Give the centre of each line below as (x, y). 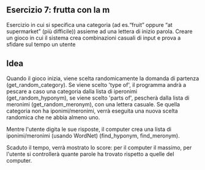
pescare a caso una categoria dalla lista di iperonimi (72, 91)
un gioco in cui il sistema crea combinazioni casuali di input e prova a (94, 38)
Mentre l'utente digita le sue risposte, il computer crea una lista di (89, 129)
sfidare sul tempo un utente (41, 44)
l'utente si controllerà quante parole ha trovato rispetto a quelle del (90, 154)
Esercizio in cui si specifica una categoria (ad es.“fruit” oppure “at (89, 24)
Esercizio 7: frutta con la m (58, 10)
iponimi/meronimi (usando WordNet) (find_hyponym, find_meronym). (93, 135)
